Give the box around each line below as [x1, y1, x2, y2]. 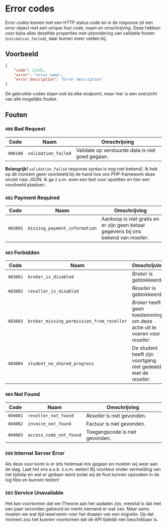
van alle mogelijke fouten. [5, 96, 58, 102]
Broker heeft [132, 299, 161, 306]
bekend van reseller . [101, 234, 149, 241]
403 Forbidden [5, 249, 40, 256]
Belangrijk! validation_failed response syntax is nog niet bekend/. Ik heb [5, 166, 158, 172]
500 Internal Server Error [5, 450, 65, 457]
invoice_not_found [28, 421, 72, 427]
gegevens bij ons [101, 228, 142, 235]
